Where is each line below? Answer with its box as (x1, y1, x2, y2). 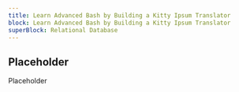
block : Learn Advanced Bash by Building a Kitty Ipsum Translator (8, 19, 231, 27)
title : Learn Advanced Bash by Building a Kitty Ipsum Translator (8, 11, 231, 20)
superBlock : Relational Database (8, 26, 118, 34)
